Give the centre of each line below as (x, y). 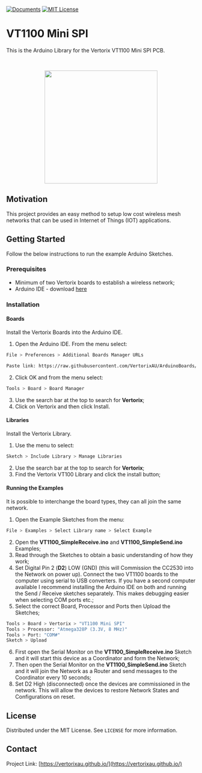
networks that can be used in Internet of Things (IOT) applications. (89, 220)
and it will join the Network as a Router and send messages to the (96, 671)
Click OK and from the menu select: (59, 377)
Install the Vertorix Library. (39, 434)
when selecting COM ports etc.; (54, 599)
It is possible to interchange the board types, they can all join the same (94, 501)
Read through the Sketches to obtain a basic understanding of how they (104, 555)
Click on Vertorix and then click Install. (62, 406)
